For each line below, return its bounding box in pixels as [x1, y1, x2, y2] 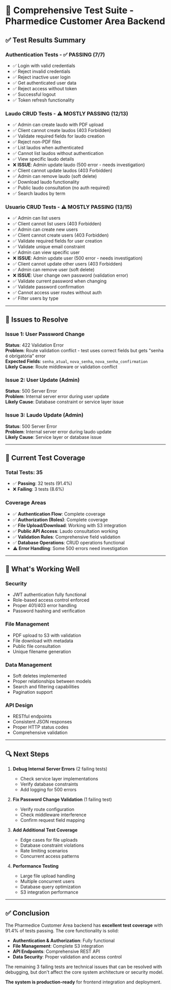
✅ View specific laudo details [12, 156, 74, 162]
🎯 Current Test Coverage [5, 454, 85, 462]
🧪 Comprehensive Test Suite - [5, 5, 134, 16]
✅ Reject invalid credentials [12, 68, 70, 74]
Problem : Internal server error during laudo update [5, 428, 112, 435]
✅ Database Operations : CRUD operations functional [12, 539, 125, 545]
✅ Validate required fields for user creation [12, 238, 103, 244]
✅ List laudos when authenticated [12, 145, 84, 151]
